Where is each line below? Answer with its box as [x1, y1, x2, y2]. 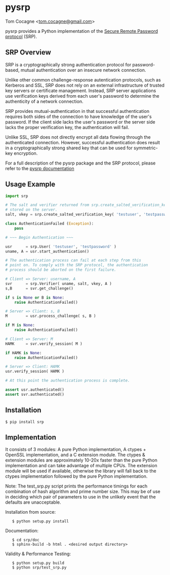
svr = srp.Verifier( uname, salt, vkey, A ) [5, 281, 112, 286]
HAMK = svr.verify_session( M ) [5, 341, 82, 346]
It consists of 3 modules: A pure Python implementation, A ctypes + [5, 446, 146, 453]
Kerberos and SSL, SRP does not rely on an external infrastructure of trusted [5, 82, 165, 88]
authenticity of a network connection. [5, 98, 83, 104]
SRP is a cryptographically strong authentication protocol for [5, 61, 132, 67]
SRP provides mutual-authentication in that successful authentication [5, 108, 150, 114]
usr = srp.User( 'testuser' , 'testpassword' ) [5, 244, 116, 249]
